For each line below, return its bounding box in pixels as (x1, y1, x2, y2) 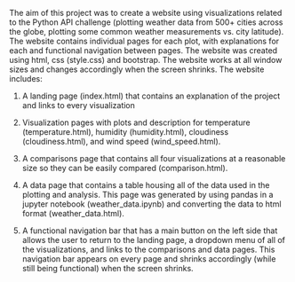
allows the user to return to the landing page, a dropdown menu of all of (21, 235, 286, 245)
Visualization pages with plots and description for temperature (21, 117, 251, 128)
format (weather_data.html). (21, 208, 124, 218)
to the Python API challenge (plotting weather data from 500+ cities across (9, 17, 283, 27)
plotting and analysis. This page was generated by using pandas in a (21, 190, 274, 200)
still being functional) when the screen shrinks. (21, 263, 194, 273)
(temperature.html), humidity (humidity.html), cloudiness (21, 127, 229, 137)
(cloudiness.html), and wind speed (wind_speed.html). (21, 137, 221, 146)
